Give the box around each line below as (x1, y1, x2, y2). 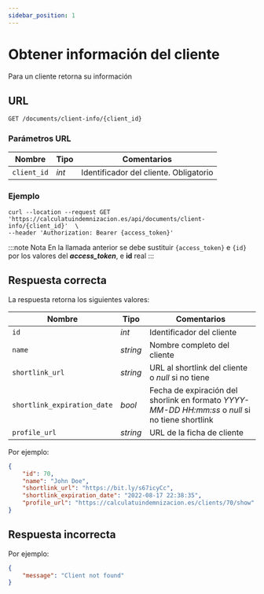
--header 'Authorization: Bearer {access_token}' (8, 229, 174, 237)
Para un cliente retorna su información (8, 72, 132, 81)
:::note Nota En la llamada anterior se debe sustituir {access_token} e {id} (8, 242, 247, 252)
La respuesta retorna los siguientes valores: (8, 294, 150, 304)
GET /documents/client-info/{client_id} (8, 115, 143, 123)
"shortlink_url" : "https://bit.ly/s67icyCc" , (22, 485, 174, 493)
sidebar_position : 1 (8, 11, 76, 20)
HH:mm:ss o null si (181, 404, 251, 415)
